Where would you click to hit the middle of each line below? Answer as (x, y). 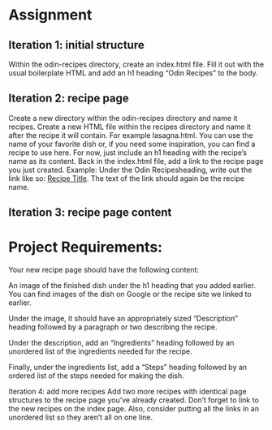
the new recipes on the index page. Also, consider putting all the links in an (134, 409)
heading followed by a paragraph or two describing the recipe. (113, 327)
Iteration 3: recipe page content (90, 213)
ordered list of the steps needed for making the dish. (96, 376)
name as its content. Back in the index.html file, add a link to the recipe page (136, 161)
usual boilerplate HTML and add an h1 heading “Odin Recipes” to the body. (133, 73)
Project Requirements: (86, 247)
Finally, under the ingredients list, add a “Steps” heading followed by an (128, 368)
